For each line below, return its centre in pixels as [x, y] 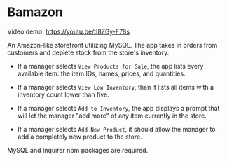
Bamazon [35, 12]
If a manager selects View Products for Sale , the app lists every [110, 66]
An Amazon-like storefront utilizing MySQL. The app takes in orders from [112, 45]
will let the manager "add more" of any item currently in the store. [112, 115]
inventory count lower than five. [63, 94]
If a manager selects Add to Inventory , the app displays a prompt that [118, 108]
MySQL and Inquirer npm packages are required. [78, 150]
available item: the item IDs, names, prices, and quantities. [101, 73]
